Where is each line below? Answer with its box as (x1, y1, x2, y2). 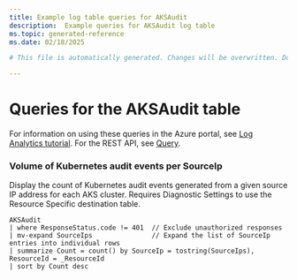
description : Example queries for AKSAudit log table (9, 21, 216, 30)
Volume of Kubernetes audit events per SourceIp (9, 160, 223, 172)
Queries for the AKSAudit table (9, 99, 241, 119)
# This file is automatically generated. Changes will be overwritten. (9, 54, 278, 63)
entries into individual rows (9, 239, 121, 248)
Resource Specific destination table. (9, 199, 141, 209)
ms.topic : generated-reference (9, 29, 125, 38)
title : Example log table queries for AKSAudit (9, 12, 188, 22)
